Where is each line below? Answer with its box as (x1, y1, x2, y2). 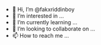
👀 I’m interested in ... (12, 12, 64, 19)
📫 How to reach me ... (12, 32, 69, 39)
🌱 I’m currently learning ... (12, 19, 78, 26)
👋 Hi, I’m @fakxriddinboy (12, 6, 75, 13)
